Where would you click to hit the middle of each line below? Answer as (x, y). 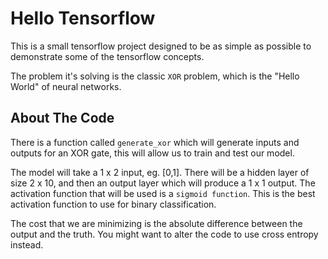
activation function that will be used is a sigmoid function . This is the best (163, 193)
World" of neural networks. (66, 86)
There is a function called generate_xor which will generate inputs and (155, 142)
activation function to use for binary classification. (113, 204)
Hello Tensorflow (83, 18)
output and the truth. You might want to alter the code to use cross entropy (164, 234)
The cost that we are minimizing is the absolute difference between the (156, 223)
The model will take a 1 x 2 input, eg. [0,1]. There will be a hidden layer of (160, 172)
